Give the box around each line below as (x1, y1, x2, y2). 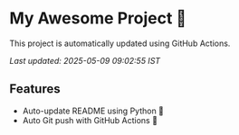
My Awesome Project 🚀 (9, 8, 187, 29)
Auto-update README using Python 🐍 (22, 105, 165, 116)
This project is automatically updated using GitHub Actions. (9, 38, 231, 49)
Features (9, 81, 61, 97)
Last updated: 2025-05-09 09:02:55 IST (9, 55, 161, 66)
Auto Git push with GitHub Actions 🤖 (22, 114, 158, 125)
